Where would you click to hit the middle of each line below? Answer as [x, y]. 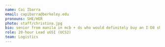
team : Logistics [22, 37]
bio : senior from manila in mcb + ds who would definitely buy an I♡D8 [80, 28]
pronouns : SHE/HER [24, 19]
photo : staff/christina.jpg [34, 23]
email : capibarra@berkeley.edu [37, 14]
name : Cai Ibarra [23, 10]
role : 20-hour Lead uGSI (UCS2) [38, 32]
